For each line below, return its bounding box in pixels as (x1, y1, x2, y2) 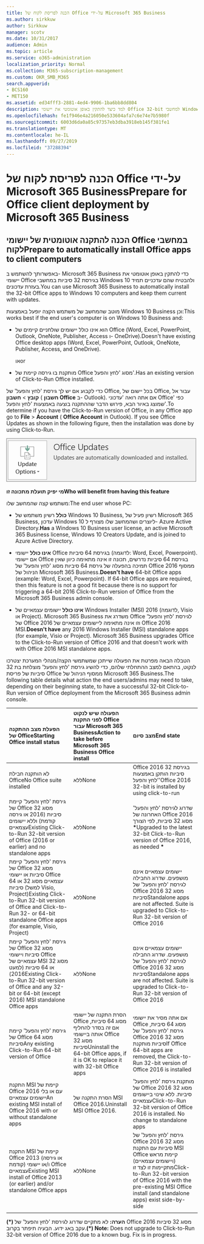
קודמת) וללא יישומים (8, 817, 56, 824)
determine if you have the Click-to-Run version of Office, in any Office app (6, 407, 192, 414)
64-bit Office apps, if (73, 1050, 127, 1057)
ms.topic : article (6, 49, 53, 55)
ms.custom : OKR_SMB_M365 (6, 74, 69, 80)
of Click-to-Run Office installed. (15, 375, 95, 383)
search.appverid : (6, 80, 50, 87)
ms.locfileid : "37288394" (6, 145, 72, 151)
